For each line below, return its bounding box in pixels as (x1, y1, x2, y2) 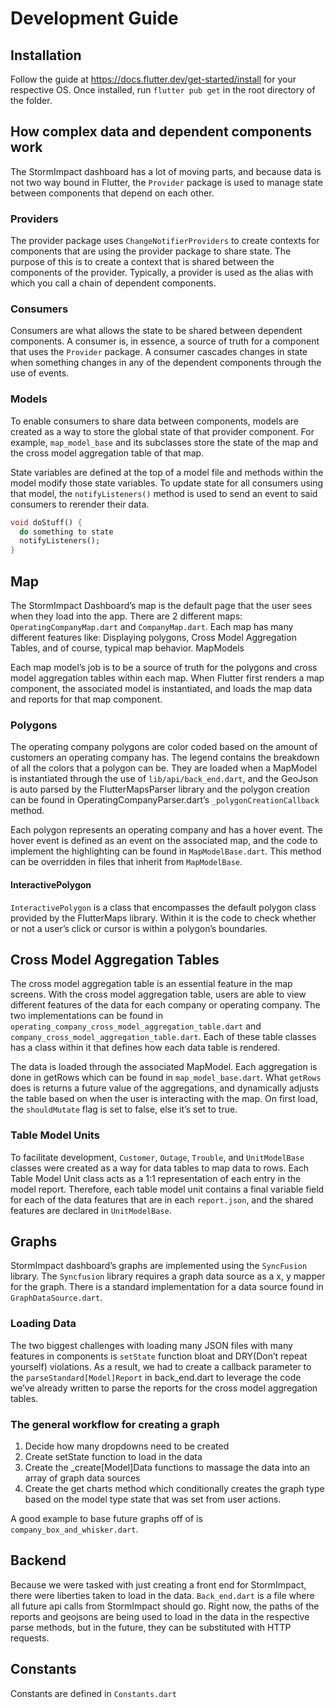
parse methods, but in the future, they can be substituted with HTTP (10, 1621, 292, 1633)
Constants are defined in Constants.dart (10, 1687, 177, 1699)
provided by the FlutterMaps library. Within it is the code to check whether (10, 912, 317, 924)
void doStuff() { (10, 517, 83, 527)
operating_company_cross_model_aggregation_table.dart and (10, 1020, 262, 1032)
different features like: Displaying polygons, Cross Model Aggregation (10, 632, 297, 644)
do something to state (19, 527, 114, 537)
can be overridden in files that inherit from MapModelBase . (10, 856, 243, 868)
